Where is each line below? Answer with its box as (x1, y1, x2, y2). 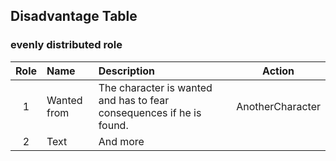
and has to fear (98, 93, 170, 107)
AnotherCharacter (236, 99, 321, 113)
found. (98, 118, 129, 132)
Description (98, 64, 156, 78)
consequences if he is (98, 105, 202, 119)
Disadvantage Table (10, 8, 138, 25)
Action (262, 64, 295, 78)
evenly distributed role (10, 38, 123, 52)
